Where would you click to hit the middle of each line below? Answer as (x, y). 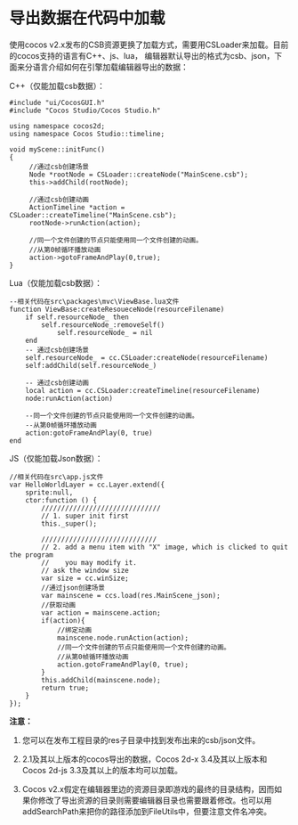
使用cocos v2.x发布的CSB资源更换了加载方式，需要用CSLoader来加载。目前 (149, 45)
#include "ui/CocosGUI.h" (57, 102)
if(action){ (64, 620)
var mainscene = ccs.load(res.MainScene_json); (131, 595)
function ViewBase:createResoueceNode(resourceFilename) (117, 309)
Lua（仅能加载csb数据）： (56, 282)
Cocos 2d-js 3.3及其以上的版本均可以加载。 (102, 770)
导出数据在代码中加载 (88, 18)
